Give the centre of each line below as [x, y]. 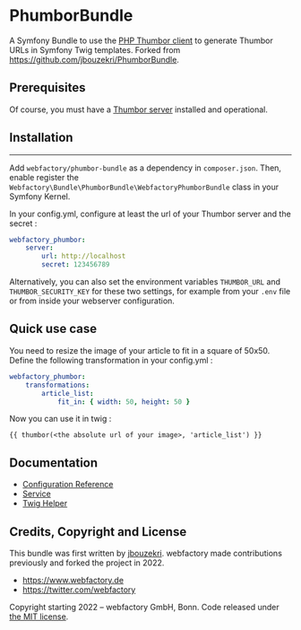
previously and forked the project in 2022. [87, 563]
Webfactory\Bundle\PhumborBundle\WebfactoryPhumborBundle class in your [144, 187]
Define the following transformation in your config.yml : [111, 360]
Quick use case [53, 329]
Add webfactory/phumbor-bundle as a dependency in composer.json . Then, [146, 168]
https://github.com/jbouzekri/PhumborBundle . [94, 59]
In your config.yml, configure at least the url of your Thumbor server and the [150, 214]
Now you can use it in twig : [60, 419]
